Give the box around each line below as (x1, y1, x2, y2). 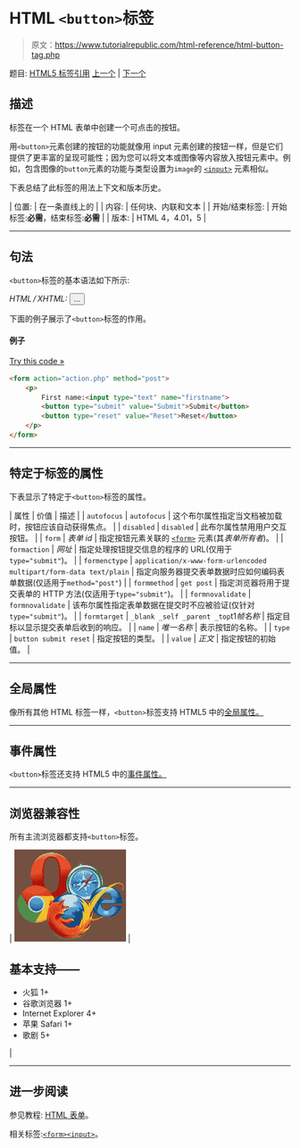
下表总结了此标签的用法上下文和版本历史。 (9, 182, 166, 193)
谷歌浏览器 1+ (21, 997, 73, 1009)
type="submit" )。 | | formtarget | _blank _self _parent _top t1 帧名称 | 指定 (9, 611, 283, 621)
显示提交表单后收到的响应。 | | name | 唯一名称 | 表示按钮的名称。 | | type (24, 621, 290, 632)
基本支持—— (9, 961, 80, 977)
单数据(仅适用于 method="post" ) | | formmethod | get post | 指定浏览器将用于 (9, 577, 283, 587)
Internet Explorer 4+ (21, 1008, 97, 1019)
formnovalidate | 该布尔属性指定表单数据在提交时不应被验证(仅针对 (9, 599, 255, 610)
